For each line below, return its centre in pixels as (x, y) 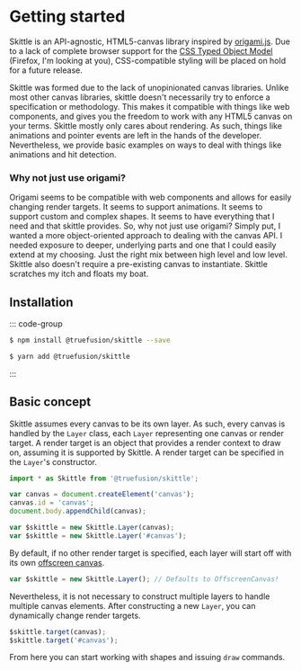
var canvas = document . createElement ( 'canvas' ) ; (102, 495)
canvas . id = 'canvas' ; (52, 503)
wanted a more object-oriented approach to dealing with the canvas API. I (146, 236)
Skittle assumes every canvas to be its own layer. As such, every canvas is (147, 424)
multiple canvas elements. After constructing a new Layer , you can (133, 605)
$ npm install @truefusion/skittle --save (90, 340)
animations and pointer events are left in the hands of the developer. (136, 135)
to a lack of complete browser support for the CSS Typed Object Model (141, 50)
